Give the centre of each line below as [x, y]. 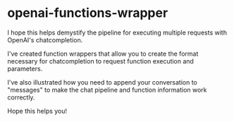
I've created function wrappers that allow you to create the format [103, 54]
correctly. [21, 97]
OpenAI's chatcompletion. [45, 39]
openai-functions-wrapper [88, 13]
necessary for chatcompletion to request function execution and [100, 61]
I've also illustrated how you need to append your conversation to [102, 82]
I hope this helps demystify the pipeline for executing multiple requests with [117, 32]
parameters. [25, 68]
